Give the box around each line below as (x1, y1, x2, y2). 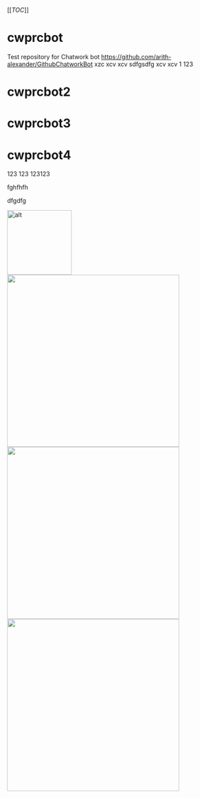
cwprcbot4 (7, 147, 71, 162)
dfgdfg (7, 196, 26, 205)
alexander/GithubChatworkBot (7, 60, 93, 68)
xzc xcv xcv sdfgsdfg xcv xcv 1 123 (94, 60, 194, 68)
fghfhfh (7, 183, 29, 191)
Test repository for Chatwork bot (7, 52, 100, 61)
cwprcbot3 (7, 116, 71, 132)
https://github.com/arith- (100, 52, 172, 61)
